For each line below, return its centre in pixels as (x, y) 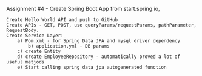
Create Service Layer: (35, 36)
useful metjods (25, 62)
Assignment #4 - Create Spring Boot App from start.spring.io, (83, 9)
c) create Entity (39, 51)
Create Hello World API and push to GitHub (62, 20)
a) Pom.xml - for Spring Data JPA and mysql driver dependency (99, 41)
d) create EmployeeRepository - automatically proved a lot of (99, 57)
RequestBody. (23, 30)
